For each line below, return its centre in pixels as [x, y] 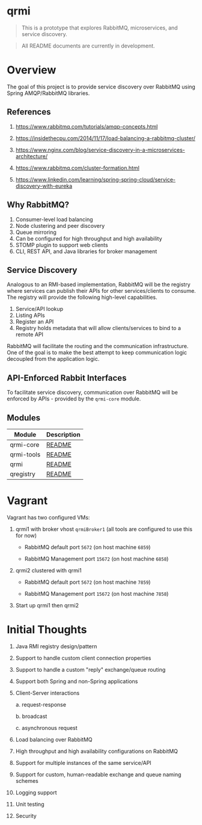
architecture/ [32, 156]
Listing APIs [30, 315]
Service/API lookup [39, 309]
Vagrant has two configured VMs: [48, 517]
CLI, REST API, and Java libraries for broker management [86, 251]
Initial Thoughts [47, 630]
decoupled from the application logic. [53, 359]
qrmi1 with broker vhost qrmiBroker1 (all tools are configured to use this [104, 529]
